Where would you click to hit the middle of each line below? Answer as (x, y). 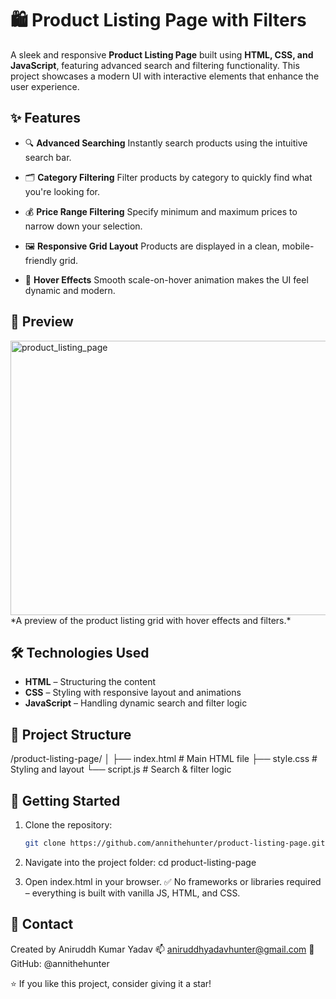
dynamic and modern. (70, 290)
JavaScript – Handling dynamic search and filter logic (136, 703)
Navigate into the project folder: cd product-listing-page (140, 862)
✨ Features (45, 118)
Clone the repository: (68, 825)
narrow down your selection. (83, 226)
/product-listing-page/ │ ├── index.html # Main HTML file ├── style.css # (164, 759)
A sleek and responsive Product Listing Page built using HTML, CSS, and (162, 54)
